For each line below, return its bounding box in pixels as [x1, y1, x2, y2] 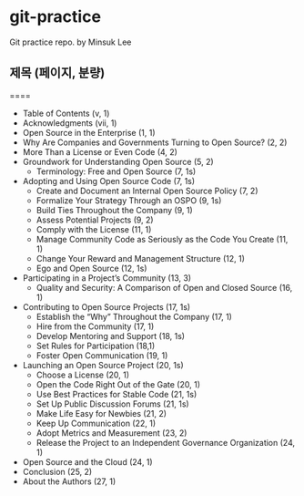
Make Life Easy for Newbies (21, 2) [35, 408, 167, 418]
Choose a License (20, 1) [35, 369, 130, 380]
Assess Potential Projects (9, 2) [35, 214, 154, 225]
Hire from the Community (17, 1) [35, 321, 155, 332]
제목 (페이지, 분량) [9, 66, 106, 81]
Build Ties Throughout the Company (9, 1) [35, 204, 193, 215]
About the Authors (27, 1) [22, 476, 117, 487]
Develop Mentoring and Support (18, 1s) [35, 330, 185, 341]
